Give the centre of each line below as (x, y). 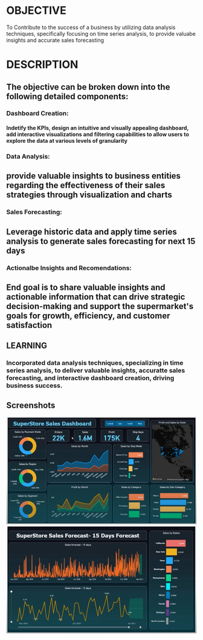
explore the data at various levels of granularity (67, 141)
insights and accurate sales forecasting (55, 40)
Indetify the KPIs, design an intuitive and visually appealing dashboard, (98, 128)
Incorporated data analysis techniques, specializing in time (95, 363)
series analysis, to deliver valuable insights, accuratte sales (96, 371)
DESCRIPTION (42, 65)
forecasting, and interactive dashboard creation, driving (90, 378)
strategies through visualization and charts (89, 195)
